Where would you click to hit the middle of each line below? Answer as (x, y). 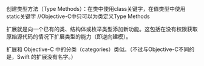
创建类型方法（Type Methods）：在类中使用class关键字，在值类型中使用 (96, 9)
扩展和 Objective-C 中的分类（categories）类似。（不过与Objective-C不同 (98, 49)
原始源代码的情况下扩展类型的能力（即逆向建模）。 (69, 37)
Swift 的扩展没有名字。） (47, 57)
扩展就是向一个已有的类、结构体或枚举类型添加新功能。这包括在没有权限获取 (102, 29)
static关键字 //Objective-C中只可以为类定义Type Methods (78, 16)
